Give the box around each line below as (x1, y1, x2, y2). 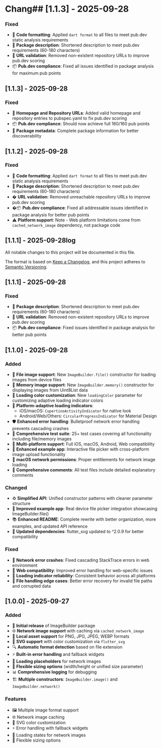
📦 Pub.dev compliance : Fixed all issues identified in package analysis (12, 63, 154, 69)
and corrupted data (12, 583, 51, 589)
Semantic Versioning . (5, 264, 48, 270)
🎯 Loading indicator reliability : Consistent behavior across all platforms (12, 572, 156, 578)
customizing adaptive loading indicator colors (12, 397, 103, 403)
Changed (5, 484, 28, 491)
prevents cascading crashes (12, 426, 69, 432)
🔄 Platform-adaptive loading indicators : (12, 403, 94, 409)
